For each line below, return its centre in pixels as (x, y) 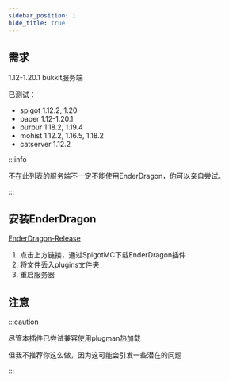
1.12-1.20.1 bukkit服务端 (46, 78)
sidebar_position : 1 (42, 15)
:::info (17, 160)
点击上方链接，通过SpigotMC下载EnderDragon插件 (103, 255)
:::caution (24, 322)
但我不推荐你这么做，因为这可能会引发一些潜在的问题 (95, 355)
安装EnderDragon (52, 219)
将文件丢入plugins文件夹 (59, 265)
